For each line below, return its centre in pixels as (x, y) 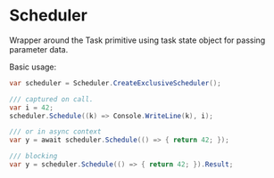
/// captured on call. (51, 99)
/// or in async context (55, 132)
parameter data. (39, 49)
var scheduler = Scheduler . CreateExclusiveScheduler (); (115, 83)
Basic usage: (33, 67)
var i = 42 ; (31, 108)
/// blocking (33, 157)
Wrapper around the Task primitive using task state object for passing (137, 40)
